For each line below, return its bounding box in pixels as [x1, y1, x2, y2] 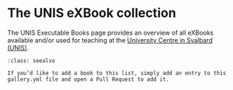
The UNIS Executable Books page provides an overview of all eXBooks [7, 28, 214, 37]
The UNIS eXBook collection [7, 5, 176, 21]
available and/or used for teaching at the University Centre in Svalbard [7, 35, 213, 44]
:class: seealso [7, 57, 55, 64]
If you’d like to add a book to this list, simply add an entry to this [7, 69, 227, 77]
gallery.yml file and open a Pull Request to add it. [7, 76, 170, 83]
